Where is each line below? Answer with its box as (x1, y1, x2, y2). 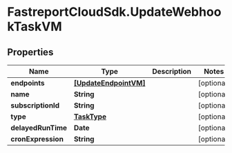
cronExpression (10, 134, 64, 143)
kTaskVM (7, 19, 62, 34)
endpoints (10, 79, 45, 88)
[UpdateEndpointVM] (73, 79, 146, 88)
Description (151, 67, 192, 76)
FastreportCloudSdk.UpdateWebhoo (7, 4, 222, 20)
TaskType (73, 112, 107, 121)
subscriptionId (10, 101, 60, 110)
